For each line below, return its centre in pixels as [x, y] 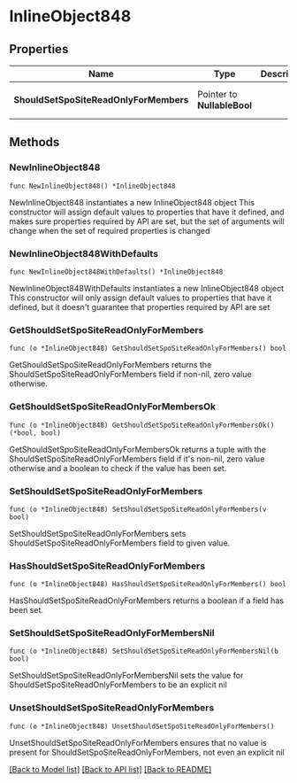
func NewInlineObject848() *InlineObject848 [92, 186]
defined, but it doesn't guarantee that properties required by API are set [140, 306]
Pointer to [217, 94]
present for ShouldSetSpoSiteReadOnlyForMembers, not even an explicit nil [147, 752]
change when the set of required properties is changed [110, 230]
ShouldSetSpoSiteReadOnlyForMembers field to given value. [120, 543]
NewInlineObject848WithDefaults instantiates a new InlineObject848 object [147, 288]
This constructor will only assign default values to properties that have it [141, 298]
